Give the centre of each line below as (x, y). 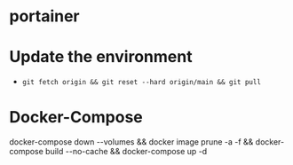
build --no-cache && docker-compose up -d (127, 152)
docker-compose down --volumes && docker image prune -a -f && (131, 142)
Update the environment (101, 57)
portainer (44, 16)
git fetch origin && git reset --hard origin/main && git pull (142, 82)
